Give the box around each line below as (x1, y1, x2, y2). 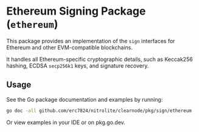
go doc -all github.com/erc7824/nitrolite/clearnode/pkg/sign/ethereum (6, 108, 192, 114)
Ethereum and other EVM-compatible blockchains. (6, 44, 133, 51)
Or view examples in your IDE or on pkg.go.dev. (6, 119, 126, 126)
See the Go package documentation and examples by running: (6, 96, 163, 103)
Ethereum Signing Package (6, 4, 146, 18)
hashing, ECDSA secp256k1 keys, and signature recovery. (6, 62, 149, 69)
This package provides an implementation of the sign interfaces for (6, 37, 175, 44)
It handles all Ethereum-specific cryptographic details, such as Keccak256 (6, 55, 193, 63)
